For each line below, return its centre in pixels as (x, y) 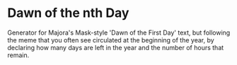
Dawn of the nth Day (68, 13)
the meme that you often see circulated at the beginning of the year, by (111, 40)
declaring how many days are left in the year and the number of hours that (116, 47)
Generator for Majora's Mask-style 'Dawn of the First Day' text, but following (119, 32)
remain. (18, 55)
